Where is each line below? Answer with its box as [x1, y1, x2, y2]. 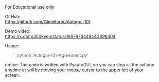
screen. [5, 72, 20, 78]
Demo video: [5, 28, 31, 34]
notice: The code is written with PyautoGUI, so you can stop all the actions [5, 62, 154, 67]
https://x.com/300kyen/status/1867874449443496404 [5, 34, 116, 39]
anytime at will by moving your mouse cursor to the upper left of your [5, 67, 144, 73]
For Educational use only [5, 4, 55, 10]
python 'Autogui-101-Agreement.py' [17, 52, 88, 58]
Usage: [5, 43, 19, 48]
